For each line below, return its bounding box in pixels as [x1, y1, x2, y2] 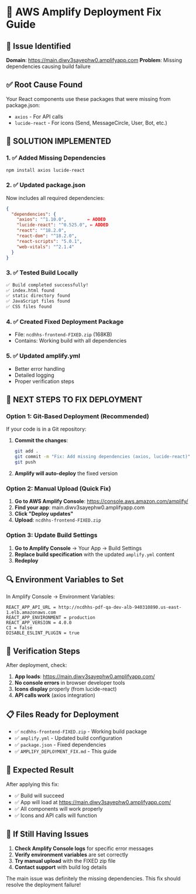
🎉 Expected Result [6, 765, 74, 775]
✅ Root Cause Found [6, 80, 83, 90]
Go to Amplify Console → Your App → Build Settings [14, 544, 142, 551]
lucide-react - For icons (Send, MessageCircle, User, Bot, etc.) [14, 119, 168, 126]
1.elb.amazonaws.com [6, 609, 57, 615]
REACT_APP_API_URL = [6, 604, 57, 611]
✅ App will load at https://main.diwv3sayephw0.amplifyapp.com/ [14, 798, 171, 805]
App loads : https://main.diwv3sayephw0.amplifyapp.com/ [14, 673, 155, 680]
